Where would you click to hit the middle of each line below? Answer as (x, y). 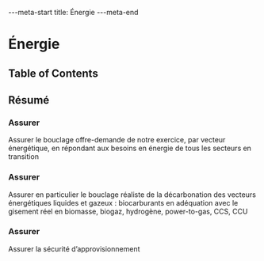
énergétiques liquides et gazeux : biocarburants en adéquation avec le (123, 202)
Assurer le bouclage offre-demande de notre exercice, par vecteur (117, 140)
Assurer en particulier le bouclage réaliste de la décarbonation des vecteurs (132, 195)
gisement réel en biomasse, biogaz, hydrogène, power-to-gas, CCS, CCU (128, 211)
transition (24, 157)
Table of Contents (54, 73)
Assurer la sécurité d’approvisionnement (74, 248)
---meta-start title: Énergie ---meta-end (73, 12)
